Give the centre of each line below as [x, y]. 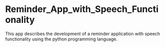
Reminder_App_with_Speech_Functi [82, 9]
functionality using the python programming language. [61, 39]
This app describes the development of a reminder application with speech [83, 33]
